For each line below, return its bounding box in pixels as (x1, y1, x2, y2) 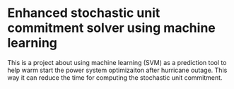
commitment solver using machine (7, 20, 216, 36)
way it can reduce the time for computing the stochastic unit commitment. (7, 73, 223, 82)
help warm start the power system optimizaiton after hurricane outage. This (7, 66, 228, 74)
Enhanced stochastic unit (7, 5, 160, 21)
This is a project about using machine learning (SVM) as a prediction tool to (7, 58, 227, 66)
